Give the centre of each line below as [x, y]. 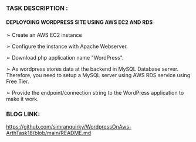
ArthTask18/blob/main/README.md [49, 133]
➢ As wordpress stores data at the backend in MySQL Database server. [92, 69]
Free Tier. [18, 82]
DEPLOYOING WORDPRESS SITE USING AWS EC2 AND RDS [80, 22]
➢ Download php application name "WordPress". [65, 58]
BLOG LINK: [23, 114]
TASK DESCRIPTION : [37, 8]
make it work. [23, 99]
